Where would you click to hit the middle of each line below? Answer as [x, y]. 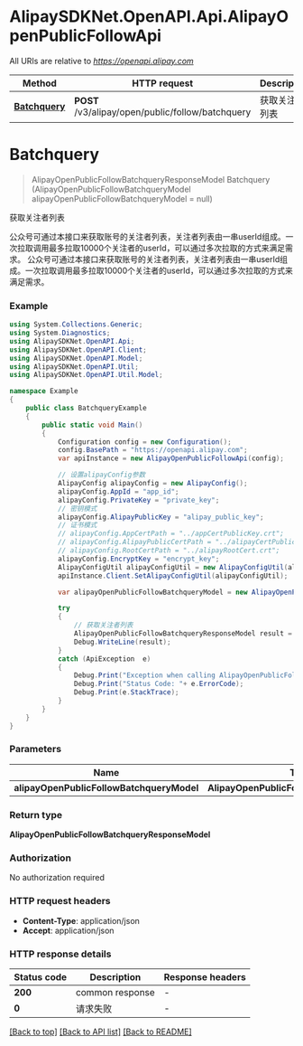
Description [115, 977]
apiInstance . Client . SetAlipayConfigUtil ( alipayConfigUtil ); [173, 576]
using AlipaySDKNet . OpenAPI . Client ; [78, 350]
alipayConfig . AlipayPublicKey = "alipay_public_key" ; [161, 517]
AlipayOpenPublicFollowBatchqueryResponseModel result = [183, 634]
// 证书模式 [77, 525]
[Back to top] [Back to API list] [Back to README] [101, 1032]
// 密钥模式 [77, 508]
